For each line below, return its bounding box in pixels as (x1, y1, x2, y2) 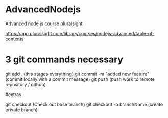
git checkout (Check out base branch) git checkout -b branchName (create (5, 101, 163, 107)
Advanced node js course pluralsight (5, 20, 83, 27)
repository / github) (5, 81, 46, 87)
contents (5, 36, 24, 42)
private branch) (5, 106, 38, 113)
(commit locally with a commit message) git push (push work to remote (5, 76, 155, 82)
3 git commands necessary (5, 54, 124, 65)
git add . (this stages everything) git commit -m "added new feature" (5, 70, 150, 77)
